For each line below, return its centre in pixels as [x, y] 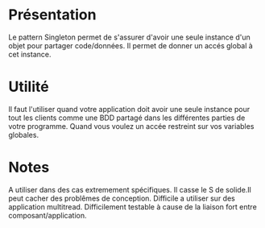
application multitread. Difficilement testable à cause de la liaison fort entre [133, 206]
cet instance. [30, 54]
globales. [23, 135]
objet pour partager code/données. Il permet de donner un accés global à [131, 45]
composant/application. [48, 215]
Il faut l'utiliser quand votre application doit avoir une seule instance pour [129, 109]
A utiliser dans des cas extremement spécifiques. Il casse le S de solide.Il [130, 189]
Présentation [52, 15]
